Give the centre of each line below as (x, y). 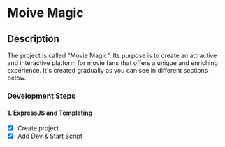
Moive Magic (45, 13)
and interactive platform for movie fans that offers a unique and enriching (113, 63)
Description (33, 39)
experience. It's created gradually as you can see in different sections (108, 70)
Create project (38, 128)
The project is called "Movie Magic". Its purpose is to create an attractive (112, 55)
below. (17, 78)
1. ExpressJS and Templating (50, 113)
